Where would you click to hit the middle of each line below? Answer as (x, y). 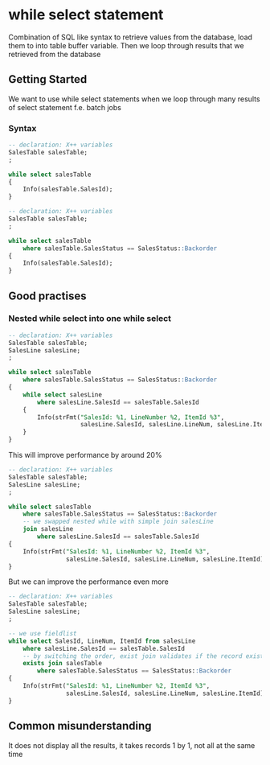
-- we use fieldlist (43, 633)
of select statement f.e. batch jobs (65, 107)
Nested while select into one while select (90, 319)
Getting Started (48, 79)
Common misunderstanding (80, 726)
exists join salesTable (63, 664)
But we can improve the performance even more (88, 582)
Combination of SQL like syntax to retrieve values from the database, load (131, 37)
